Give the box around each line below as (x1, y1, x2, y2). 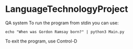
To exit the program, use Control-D (5, 38, 78, 44)
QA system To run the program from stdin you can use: (5, 20, 119, 26)
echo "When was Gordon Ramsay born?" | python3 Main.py (5, 29, 124, 34)
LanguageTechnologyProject (5, 3, 128, 15)
